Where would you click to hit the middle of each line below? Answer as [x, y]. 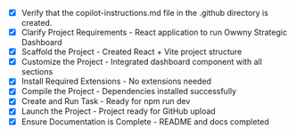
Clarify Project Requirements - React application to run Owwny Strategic [154, 32]
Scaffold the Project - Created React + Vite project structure [132, 52]
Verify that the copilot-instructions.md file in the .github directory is [145, 13]
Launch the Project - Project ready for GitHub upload [118, 111]
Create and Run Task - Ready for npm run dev [106, 101]
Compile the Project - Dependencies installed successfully [129, 92]
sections [37, 72]
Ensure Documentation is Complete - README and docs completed [145, 121]
